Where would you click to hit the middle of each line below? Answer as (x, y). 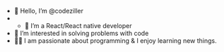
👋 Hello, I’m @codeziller (48, 11)
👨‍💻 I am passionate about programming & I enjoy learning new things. (115, 41)
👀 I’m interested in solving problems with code (81, 33)
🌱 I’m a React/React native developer (78, 26)
